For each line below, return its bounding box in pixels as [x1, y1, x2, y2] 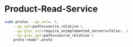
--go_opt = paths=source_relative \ [13, 24, 83, 29]
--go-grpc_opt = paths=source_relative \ [13, 33, 94, 38]
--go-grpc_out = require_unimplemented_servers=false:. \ [13, 28, 129, 33]
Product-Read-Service [4, 3, 98, 15]
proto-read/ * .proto [13, 37, 53, 42]
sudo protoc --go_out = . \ [4, 19, 57, 24]
